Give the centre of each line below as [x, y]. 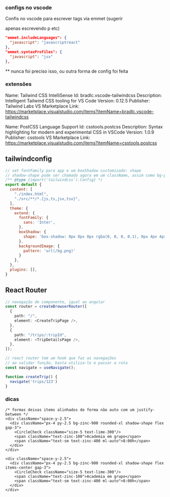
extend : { [25, 213]
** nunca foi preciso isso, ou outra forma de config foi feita [67, 71]
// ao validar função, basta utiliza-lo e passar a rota [67, 363]
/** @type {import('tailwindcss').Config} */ [54, 180]
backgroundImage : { [39, 246]
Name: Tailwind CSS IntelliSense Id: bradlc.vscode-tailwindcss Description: [84, 95]
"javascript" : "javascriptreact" [45, 43]
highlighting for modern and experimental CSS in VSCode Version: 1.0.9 [80, 132]
